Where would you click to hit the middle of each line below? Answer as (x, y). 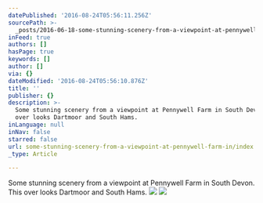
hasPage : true (31, 52)
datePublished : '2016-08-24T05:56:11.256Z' (80, 15)
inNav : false (29, 132)
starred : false (33, 139)
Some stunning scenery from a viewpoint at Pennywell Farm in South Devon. (131, 183)
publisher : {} (31, 96)
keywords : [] (29, 60)
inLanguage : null (36, 125)
